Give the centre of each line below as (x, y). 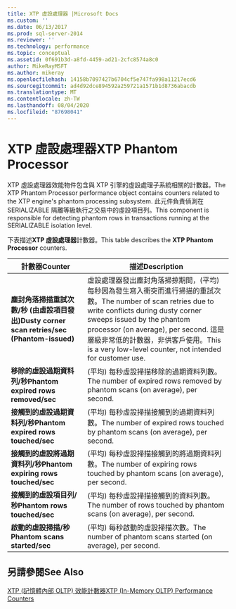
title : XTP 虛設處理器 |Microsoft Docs (63, 14)
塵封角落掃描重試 (39, 299)
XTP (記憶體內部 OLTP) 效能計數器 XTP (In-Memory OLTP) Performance (110, 590)
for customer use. (117, 358)
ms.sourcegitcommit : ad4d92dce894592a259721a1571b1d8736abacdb (102, 86)
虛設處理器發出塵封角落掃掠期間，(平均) (153, 280)
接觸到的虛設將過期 (43, 453)
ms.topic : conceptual (39, 54)
